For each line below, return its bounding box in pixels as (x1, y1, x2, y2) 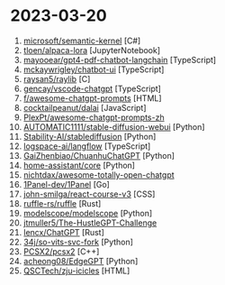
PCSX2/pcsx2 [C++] (22, 245, 100, 257)
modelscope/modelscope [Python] (22, 207, 153, 218)
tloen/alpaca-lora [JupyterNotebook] (22, 44, 161, 55)
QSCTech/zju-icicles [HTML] (22, 265, 130, 276)
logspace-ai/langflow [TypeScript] (22, 141, 151, 152)
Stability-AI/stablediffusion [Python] (22, 131, 157, 142)
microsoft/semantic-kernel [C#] (22, 35, 141, 46)
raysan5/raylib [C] (22, 73, 91, 84)
